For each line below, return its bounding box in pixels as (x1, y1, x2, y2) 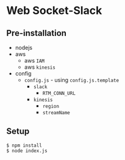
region (42, 103, 60, 110)
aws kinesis (24, 63, 56, 71)
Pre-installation (6, 28, 67, 38)
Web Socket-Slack (6, 4, 102, 18)
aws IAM (24, 57, 45, 64)
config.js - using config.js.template (24, 77, 120, 83)
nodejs (15, 44, 32, 51)
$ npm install (6, 142, 43, 148)
